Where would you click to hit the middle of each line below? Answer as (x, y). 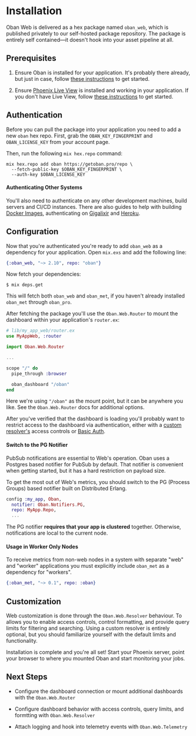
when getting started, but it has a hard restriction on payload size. (86, 470)
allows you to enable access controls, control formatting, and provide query (98, 622)
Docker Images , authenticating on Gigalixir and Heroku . (73, 213)
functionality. (22, 641)
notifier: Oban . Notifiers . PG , (48, 505)
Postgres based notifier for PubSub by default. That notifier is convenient (95, 464)
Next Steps (27, 677)
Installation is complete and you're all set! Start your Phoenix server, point (95, 652)
